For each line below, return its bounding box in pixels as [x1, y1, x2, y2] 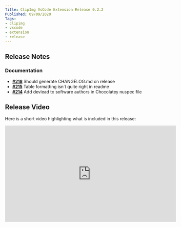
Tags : [5, 16, 16, 21]
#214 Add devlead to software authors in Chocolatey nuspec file [12, 89, 142, 94]
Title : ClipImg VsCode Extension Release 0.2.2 [5, 7, 104, 12]
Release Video [5, 103, 50, 111]
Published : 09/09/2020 [5, 12, 51, 17]
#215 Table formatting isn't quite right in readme [12, 84, 109, 90]
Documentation [5, 67, 43, 74]
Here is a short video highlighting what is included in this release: [5, 116, 136, 122]
